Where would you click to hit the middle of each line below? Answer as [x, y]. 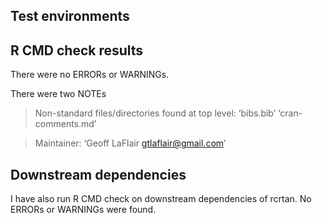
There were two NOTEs [58, 94]
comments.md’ [65, 124]
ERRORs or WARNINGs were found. [83, 210]
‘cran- [290, 113]
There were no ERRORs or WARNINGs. [90, 75]
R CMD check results [77, 50]
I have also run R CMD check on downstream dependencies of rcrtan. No [161, 199]
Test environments [70, 16]
